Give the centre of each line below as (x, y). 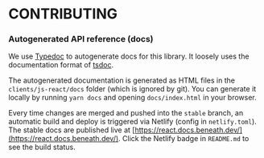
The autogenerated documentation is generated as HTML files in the (122, 80)
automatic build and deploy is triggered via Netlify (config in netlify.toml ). (133, 122)
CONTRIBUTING (63, 14)
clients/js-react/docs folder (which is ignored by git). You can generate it (132, 89)
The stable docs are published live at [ (72, 130)
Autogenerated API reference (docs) (81, 39)
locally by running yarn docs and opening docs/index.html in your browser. (133, 98)
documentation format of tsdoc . (61, 65)
